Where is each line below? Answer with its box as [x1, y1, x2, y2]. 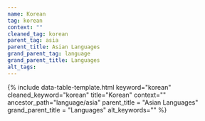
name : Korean [7, 10, 46, 18]
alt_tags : [7, 63, 37, 70]
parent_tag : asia [7, 37, 59, 44]
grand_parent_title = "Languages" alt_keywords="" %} [7, 105, 167, 114]
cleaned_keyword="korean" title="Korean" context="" [7, 90, 167, 99]
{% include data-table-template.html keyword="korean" [7, 83, 172, 91]
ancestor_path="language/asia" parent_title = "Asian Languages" [7, 98, 199, 107]
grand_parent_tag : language [7, 51, 91, 58]
